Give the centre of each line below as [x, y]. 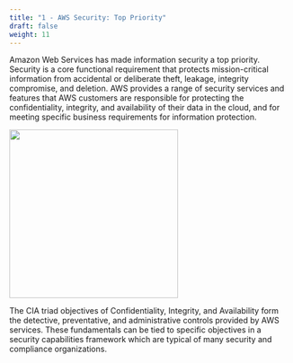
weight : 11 [30, 34]
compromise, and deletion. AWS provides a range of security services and [147, 89]
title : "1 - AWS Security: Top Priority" [88, 18]
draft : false [34, 26]
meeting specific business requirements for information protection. [133, 117]
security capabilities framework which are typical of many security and [141, 340]
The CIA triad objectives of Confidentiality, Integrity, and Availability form [144, 311]
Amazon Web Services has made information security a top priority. [135, 60]
